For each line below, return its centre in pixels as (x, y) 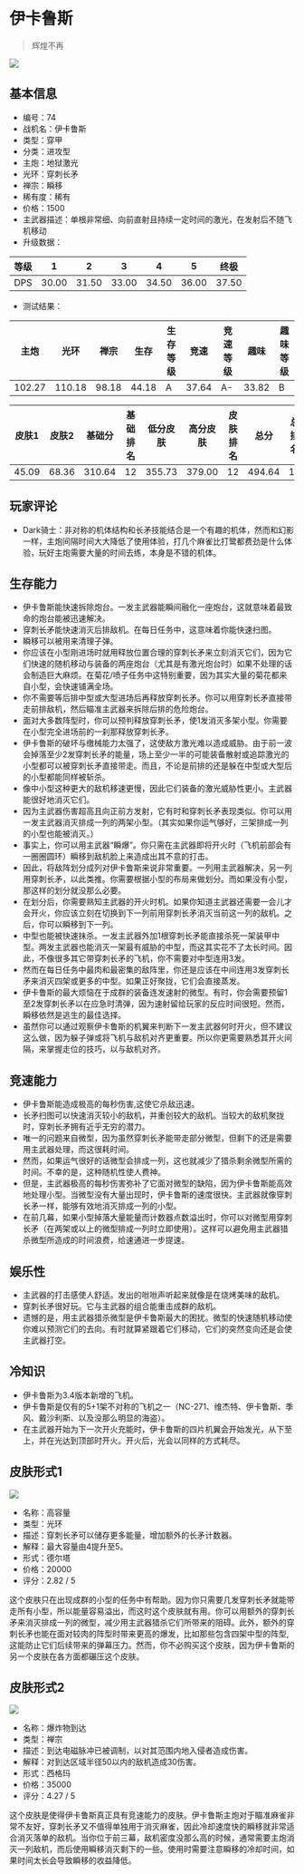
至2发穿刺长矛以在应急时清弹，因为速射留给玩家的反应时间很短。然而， (156, 1004)
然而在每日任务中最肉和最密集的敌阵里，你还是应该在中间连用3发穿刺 (152, 970)
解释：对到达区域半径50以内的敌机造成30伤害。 (112, 1762)
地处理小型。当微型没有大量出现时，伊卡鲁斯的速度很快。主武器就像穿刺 (157, 1195)
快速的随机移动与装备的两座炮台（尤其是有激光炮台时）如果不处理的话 (161, 664)
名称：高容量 (46, 1512)
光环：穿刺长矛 (50, 174)
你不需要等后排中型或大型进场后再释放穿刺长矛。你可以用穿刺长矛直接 (153, 698)
